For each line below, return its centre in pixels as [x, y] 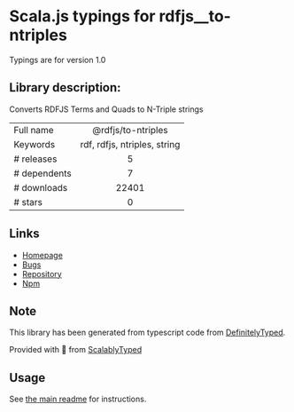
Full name [34, 130]
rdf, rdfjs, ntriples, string [130, 144]
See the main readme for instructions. [78, 399]
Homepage [43, 255]
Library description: [65, 87]
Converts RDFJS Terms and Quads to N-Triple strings [106, 109]
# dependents [43, 173]
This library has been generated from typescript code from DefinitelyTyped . [147, 333]
